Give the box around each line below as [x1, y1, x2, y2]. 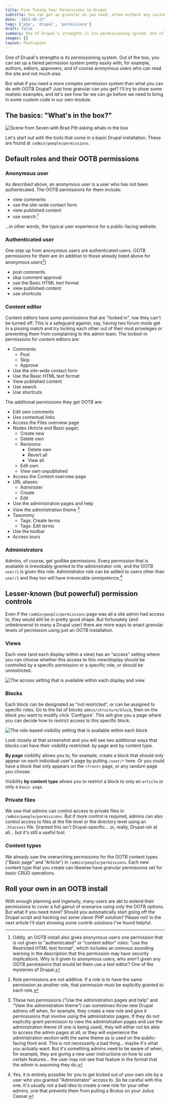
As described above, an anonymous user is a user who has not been [5, 181, 148, 188]
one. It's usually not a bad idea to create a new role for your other [12, 1082, 149, 1088]
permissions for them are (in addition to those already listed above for [5, 253, 151, 259]
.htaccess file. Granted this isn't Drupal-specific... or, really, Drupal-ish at [5, 824, 158, 830]
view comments [12, 196, 46, 203]
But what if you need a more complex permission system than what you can [5, 80, 163, 86]
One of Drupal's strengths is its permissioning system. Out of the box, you [5, 54, 159, 60]
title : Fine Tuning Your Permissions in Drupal [5, 7, 108, 13]
